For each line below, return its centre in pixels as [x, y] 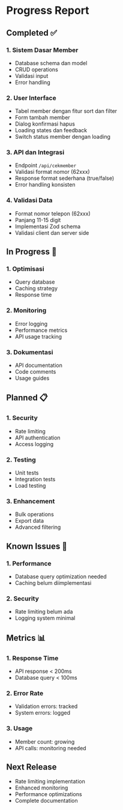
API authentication [38, 438]
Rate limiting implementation [50, 782]
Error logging [31, 324]
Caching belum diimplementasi [53, 583]
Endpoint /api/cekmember [46, 165]
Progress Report [48, 11]
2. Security [22, 598]
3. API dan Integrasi [35, 153]
